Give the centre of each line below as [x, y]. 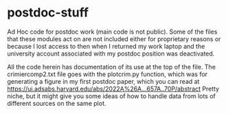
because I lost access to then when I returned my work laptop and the [106, 46]
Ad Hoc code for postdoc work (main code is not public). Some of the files [112, 32]
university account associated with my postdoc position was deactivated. [111, 54]
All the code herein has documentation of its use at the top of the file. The [112, 67]
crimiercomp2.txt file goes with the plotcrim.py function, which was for [107, 74]
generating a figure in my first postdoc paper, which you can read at [103, 81]
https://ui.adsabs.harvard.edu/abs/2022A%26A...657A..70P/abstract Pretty [113, 89]
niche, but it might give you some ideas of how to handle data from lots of [112, 96]
